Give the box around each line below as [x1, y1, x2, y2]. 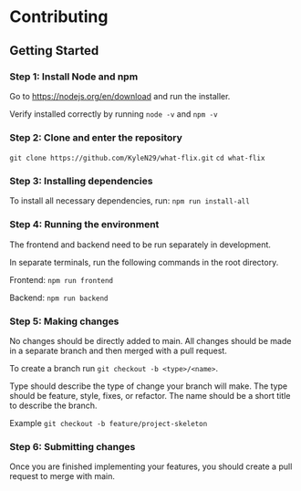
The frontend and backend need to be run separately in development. [9, 239, 272, 250]
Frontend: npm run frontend [9, 274, 114, 285]
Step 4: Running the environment [9, 218, 160, 231]
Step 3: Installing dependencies [9, 175, 153, 188]
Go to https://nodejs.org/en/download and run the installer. [9, 90, 231, 101]
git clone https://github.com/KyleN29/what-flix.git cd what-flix [9, 153, 265, 163]
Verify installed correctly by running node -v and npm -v [9, 108, 218, 120]
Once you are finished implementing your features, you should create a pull [9, 461, 293, 472]
